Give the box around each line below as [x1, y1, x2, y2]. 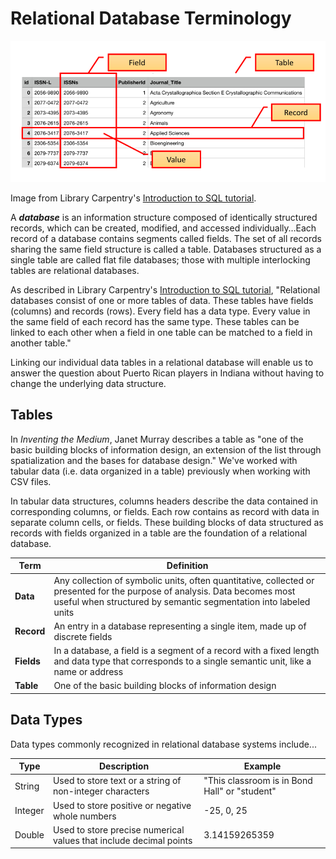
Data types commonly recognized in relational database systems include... [10, 738, 317, 750]
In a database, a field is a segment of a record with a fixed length [53, 645, 320, 657]
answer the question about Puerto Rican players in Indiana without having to [10, 367, 325, 379]
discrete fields [53, 630, 113, 642]
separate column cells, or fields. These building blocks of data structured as [10, 516, 324, 528]
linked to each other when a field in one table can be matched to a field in [10, 327, 313, 339]
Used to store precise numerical [52, 823, 185, 836]
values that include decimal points [52, 834, 193, 846]
